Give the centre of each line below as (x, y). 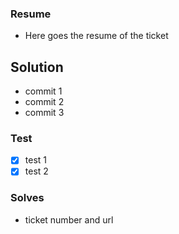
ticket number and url (69, 219)
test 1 (35, 160)
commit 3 (44, 113)
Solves (27, 198)
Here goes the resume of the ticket (96, 36)
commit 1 (43, 91)
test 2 (36, 171)
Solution (37, 67)
